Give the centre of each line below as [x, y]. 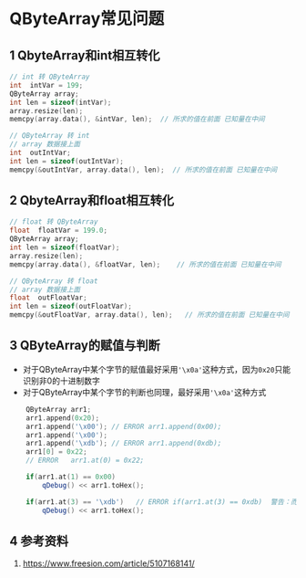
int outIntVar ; [40, 152]
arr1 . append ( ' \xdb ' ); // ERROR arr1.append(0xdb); [124, 444]
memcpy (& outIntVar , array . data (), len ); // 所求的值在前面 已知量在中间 [143, 170]
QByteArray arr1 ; [59, 409]
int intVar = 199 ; [46, 85]
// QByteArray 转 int [50, 136]
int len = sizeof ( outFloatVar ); [71, 307]
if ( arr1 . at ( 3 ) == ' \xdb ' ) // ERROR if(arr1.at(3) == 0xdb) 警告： [158, 502]
